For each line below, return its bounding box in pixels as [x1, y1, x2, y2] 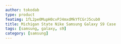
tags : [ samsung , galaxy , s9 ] [5, 26, 67, 31]
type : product [5, 12, 35, 17]
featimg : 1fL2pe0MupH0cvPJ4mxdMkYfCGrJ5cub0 [5, 17, 100, 22]
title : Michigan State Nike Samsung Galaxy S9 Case [5, 21, 116, 27]
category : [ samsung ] [5, 31, 49, 36]
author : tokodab [5, 7, 39, 13]
